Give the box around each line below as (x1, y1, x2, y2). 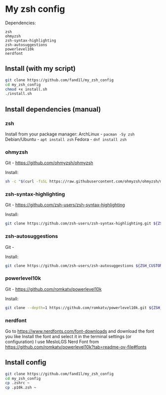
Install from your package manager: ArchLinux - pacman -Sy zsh (5, 131, 135, 137)
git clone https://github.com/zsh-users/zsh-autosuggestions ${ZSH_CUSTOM (5, 263, 163, 268)
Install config (5, 358, 46, 367)
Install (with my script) (5, 64, 76, 73)
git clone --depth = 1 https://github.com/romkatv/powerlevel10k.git (5, 305, 147, 310)
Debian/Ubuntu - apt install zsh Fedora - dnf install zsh (5, 136, 127, 142)
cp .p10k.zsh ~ (5, 385, 37, 390)
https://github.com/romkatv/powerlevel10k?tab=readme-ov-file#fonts (5, 344, 147, 350)
